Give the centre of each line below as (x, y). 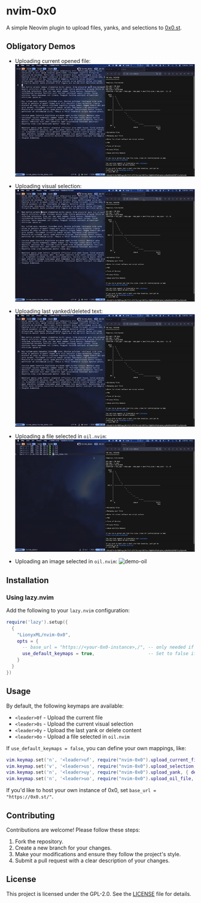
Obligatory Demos (41, 46)
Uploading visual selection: (48, 186)
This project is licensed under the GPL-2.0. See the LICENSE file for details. (99, 893)
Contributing (31, 815)
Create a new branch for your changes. (63, 848)
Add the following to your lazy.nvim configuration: (68, 610)
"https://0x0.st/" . (30, 797)
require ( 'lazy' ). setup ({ (37, 622)
